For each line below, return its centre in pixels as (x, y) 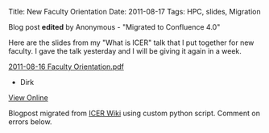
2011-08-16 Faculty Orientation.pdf (66, 66)
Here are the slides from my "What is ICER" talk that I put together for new (131, 42)
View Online (28, 98)
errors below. (30, 122)
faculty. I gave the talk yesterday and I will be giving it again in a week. (125, 51)
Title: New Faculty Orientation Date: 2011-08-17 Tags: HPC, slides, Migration (134, 12)
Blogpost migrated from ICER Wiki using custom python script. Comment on (134, 113)
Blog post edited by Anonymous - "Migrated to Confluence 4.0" (114, 27)
